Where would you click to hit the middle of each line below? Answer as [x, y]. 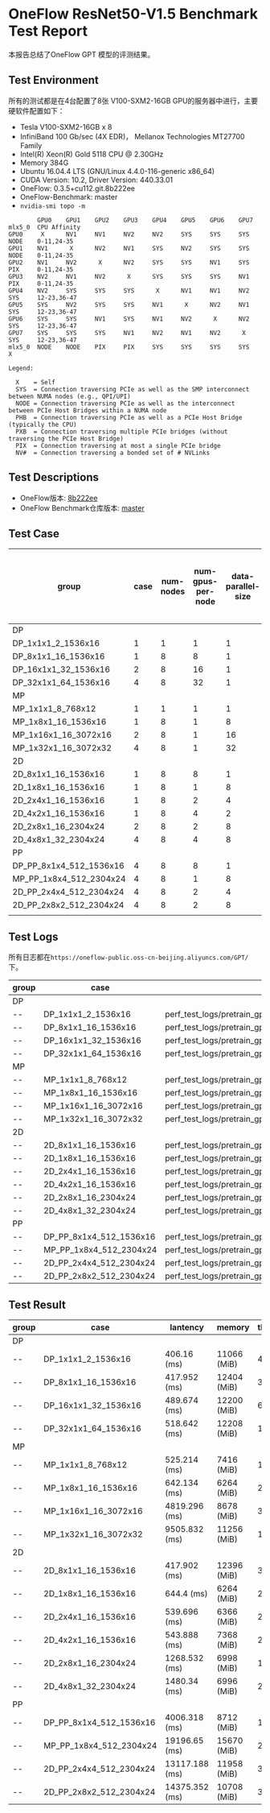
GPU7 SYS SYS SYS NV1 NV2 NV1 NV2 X [127, 333]
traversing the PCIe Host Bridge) [66, 439]
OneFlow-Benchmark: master [69, 197]
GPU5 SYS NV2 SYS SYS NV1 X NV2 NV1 [129, 304]
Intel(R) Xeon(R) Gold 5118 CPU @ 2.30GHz [92, 154]
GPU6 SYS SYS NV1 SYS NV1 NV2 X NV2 [129, 319]
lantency [187, 1327]
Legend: [21, 368]
